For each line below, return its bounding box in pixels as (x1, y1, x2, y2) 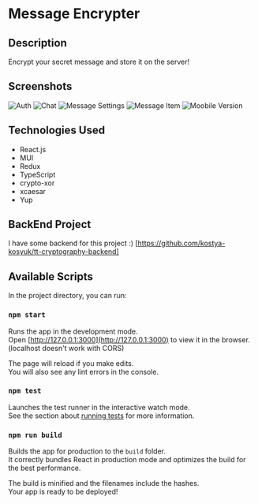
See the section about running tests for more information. (8, 411, 195, 420)
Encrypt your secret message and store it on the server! (8, 57, 190, 66)
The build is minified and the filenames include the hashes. (8, 479, 200, 488)
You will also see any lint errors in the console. (8, 367, 159, 376)
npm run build (8, 431, 62, 439)
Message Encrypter (8, 5, 140, 23)
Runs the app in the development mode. (8, 327, 138, 336)
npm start (8, 311, 46, 319)
